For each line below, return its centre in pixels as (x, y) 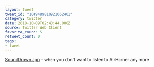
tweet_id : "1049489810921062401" (39, 14)
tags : (10, 41)
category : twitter (24, 18)
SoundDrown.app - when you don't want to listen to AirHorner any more (77, 59)
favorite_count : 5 (24, 32)
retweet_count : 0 (23, 37)
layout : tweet (19, 9)
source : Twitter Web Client (34, 28)
